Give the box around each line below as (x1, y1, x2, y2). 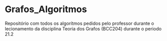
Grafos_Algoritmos (5, 4, 88, 15)
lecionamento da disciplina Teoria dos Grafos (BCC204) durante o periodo (5, 25, 162, 31)
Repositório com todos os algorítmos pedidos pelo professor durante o (5, 20, 154, 26)
